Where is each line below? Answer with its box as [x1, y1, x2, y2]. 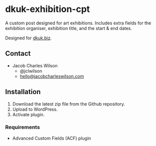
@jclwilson [19, 68, 42, 74]
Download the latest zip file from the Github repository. [12, 101, 126, 107]
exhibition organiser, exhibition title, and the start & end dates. [5, 25, 132, 31]
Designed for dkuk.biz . [5, 35, 52, 41]
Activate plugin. [12, 111, 45, 118]
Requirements [5, 124, 40, 131]
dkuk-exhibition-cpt [5, 3, 90, 15]
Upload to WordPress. [12, 106, 58, 112]
